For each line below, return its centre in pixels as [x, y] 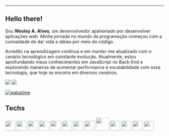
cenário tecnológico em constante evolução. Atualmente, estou [71, 56]
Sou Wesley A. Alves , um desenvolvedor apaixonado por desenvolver [78, 31]
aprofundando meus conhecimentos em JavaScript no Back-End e [74, 62]
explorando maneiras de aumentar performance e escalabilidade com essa [83, 67]
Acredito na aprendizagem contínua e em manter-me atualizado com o [78, 51]
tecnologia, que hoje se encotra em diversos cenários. [62, 72]
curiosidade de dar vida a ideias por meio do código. [60, 41]
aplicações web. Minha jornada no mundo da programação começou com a [83, 36]
